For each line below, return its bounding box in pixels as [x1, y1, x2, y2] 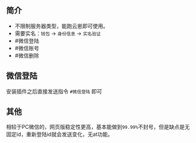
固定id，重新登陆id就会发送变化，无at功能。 [6, 131, 114, 138]
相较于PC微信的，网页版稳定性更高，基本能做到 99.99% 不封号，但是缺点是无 [6, 123, 191, 131]
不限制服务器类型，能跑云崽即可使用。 [14, 22, 108, 30]
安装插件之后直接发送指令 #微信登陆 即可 [6, 87, 102, 95]
